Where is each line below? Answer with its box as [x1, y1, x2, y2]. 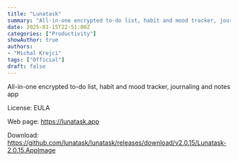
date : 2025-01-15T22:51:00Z [7, 23, 91, 30]
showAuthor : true [7, 37, 59, 44]
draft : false [7, 63, 46, 70]
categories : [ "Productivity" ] [7, 30, 97, 37]
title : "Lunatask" [7, 10, 62, 18]
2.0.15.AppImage [7, 145, 56, 154]
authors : [7, 43, 33, 50]
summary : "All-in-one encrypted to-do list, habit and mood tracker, [7, 17, 217, 24]
